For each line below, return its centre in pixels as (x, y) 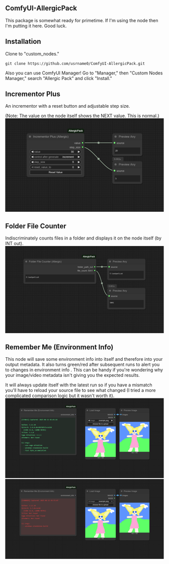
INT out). (14, 244)
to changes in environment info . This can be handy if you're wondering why (84, 370)
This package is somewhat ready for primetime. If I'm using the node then (82, 20)
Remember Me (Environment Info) (59, 347)
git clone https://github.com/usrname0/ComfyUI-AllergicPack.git (75, 63)
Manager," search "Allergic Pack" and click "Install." (59, 78)
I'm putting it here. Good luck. (36, 26)
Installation (23, 42)
